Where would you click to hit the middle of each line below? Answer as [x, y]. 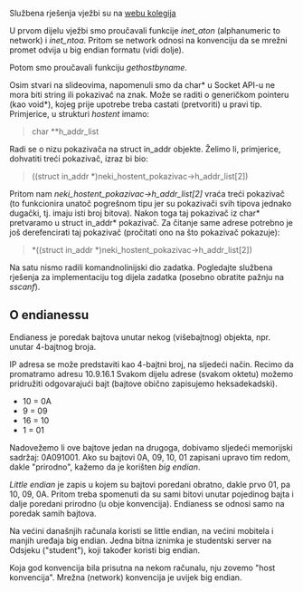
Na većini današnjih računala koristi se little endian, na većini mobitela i [142, 530]
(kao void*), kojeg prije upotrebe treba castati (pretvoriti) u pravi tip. [136, 104]
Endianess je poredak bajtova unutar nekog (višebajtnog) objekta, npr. [140, 337]
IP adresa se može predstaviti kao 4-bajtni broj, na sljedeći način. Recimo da [151, 364]
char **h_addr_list [65, 131]
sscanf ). [25, 286]
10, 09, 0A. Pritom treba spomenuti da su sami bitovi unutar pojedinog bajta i [151, 494]
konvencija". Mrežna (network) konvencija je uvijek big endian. [126, 577]
